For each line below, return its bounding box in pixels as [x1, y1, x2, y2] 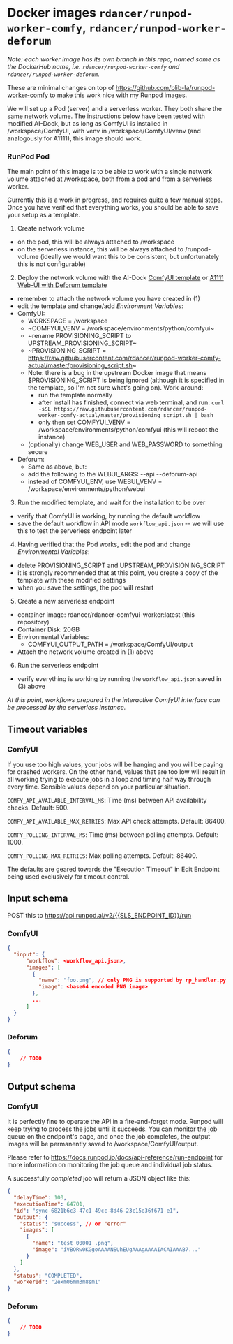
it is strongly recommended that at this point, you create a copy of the [17, 569, 218, 577]
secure [27, 448, 48, 456]
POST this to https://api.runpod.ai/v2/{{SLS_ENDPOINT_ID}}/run [7, 911, 192, 919]
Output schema [7, 1081, 76, 1093]
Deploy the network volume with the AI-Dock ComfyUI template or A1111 [17, 274, 225, 282]
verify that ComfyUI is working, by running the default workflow [17, 512, 201, 520]
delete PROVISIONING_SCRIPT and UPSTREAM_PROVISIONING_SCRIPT [17, 561, 225, 570]
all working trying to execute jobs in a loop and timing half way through [7, 775, 211, 783]
